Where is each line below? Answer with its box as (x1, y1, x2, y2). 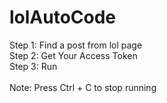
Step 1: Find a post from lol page (9, 39, 143, 51)
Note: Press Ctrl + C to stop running (9, 81, 157, 93)
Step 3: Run (9, 60, 58, 72)
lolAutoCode (9, 6, 117, 29)
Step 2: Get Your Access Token (9, 49, 138, 61)
